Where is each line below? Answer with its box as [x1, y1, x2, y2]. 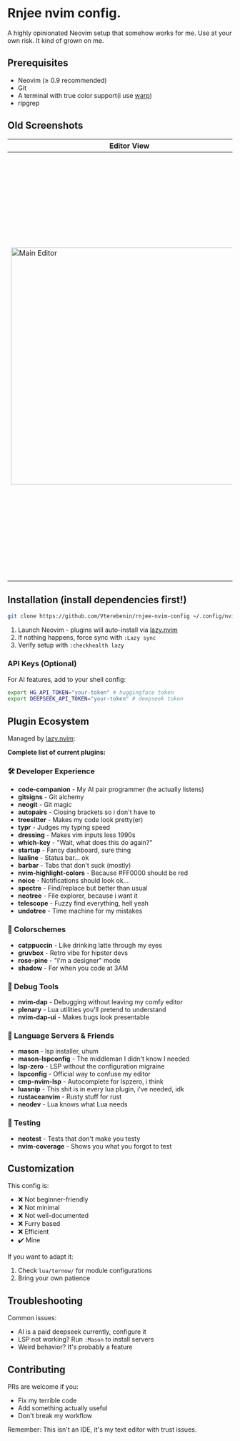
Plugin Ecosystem [7, 715, 89, 727]
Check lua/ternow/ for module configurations [17, 1267, 152, 1275]
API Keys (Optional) [7, 659, 77, 669]
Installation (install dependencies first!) [7, 593, 187, 605]
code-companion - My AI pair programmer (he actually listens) [17, 785, 205, 794]
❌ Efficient [17, 1227, 49, 1236]
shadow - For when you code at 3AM [17, 964, 129, 972]
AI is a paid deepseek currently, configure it [17, 1327, 146, 1336]
